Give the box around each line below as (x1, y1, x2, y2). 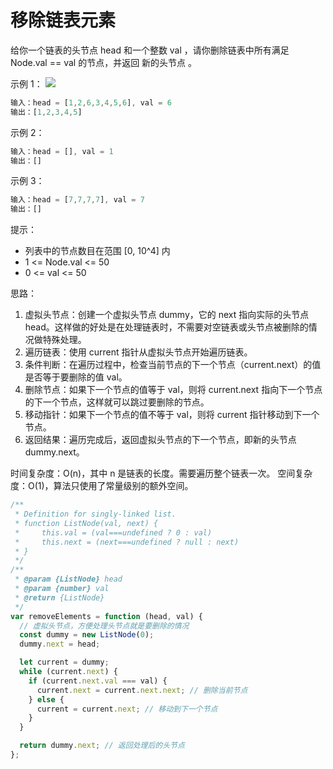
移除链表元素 (10, 9, 117, 32)
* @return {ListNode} (14, 592, 105, 603)
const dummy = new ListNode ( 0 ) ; (19, 630, 155, 640)
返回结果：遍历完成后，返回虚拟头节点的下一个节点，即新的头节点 (24, 434, 297, 446)
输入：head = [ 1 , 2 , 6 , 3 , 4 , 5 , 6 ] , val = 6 (10, 97, 172, 108)
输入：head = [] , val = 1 (10, 146, 114, 156)
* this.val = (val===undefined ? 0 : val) (14, 527, 213, 538)
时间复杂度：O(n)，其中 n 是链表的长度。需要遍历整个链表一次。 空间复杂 (10, 467, 313, 480)
